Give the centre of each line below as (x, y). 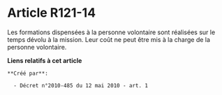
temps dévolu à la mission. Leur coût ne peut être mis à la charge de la (109, 39)
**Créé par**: (28, 73)
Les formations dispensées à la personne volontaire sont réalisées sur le (111, 32)
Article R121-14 (52, 13)
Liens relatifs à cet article (45, 60)
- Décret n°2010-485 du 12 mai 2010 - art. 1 (81, 85)
